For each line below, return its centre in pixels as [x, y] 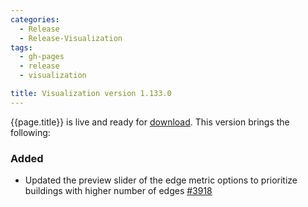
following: [30, 132]
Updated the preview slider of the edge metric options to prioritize [161, 180]
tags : [21, 47]
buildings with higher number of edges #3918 [118, 191]
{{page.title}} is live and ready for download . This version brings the [150, 122]
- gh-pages [42, 57]
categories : [35, 19]
